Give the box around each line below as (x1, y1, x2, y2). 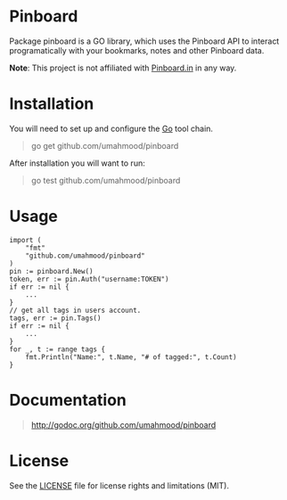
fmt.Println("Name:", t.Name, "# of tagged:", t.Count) (25, 352, 238, 362)
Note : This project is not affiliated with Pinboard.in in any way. (9, 62, 237, 73)
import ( (9, 235, 42, 244)
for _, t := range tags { (9, 345, 105, 354)
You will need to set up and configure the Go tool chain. (9, 123, 214, 134)
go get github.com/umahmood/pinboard (30, 140, 179, 151)
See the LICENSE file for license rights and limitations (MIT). (9, 480, 230, 491)
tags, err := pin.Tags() (9, 314, 102, 323)
